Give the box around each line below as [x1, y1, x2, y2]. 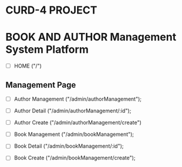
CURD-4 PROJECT [5, 4, 97, 17]
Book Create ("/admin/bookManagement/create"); [14, 154, 136, 162]
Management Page [5, 80, 76, 90]
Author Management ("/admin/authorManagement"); [14, 95, 142, 102]
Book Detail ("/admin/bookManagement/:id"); [14, 142, 124, 150]
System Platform [5, 43, 89, 56]
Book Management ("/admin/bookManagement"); [14, 131, 134, 138]
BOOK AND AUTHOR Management [5, 31, 177, 44]
